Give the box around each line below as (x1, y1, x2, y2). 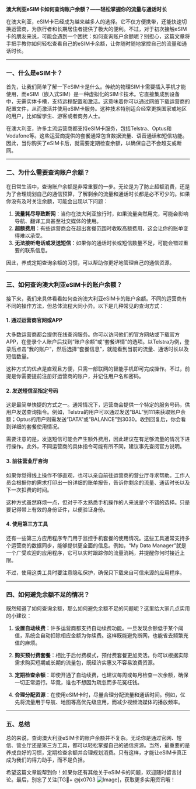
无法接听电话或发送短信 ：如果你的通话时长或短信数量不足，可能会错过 (14, 239, 184, 246)
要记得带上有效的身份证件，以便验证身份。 (6, 506, 108, 513)
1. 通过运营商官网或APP (6, 317, 63, 324)
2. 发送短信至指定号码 (6, 387, 58, 394)
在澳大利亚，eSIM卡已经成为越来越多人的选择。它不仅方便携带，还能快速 (6, 18, 182, 25)
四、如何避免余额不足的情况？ (6, 591, 90, 599)
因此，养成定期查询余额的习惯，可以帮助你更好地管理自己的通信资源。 (6, 259, 175, 266)
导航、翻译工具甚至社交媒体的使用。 (14, 217, 102, 224)
